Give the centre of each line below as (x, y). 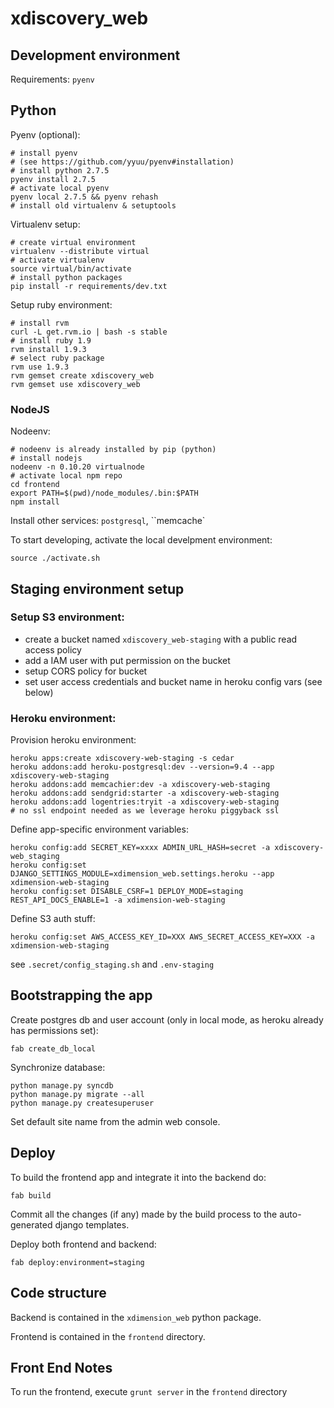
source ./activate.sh (55, 558)
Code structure (58, 1293)
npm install (35, 502)
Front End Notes (61, 1367)
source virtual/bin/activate (71, 268)
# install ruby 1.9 (51, 340)
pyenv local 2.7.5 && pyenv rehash (84, 197)
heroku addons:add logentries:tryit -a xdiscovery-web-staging (145, 802)
